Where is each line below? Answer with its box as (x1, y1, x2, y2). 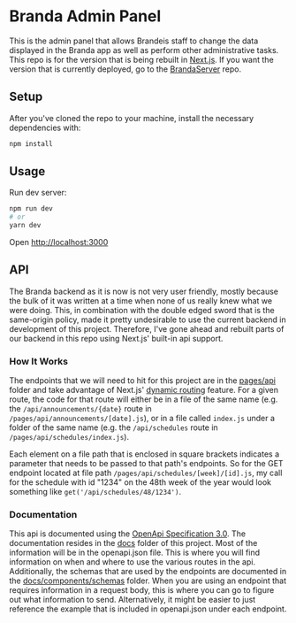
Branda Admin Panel (9, 6, 162, 27)
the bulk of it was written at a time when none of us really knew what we (9, 295, 272, 306)
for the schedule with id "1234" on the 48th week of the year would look (9, 477, 272, 488)
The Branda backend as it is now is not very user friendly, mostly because (9, 286, 278, 296)
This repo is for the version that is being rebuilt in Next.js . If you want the (9, 54, 274, 65)
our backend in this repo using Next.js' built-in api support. (9, 333, 224, 343)
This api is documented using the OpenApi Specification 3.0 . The (9, 528, 246, 539)
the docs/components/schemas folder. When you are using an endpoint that (9, 575, 287, 586)
